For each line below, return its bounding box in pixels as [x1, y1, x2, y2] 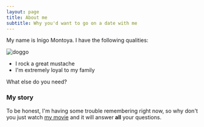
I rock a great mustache [15, 60, 75, 67]
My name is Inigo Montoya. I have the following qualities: [6, 37, 149, 44]
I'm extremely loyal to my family [15, 67, 96, 74]
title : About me [6, 15, 47, 21]
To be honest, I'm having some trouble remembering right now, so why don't [6, 107, 198, 114]
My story [6, 93, 33, 102]
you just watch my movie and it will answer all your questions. [6, 113, 162, 121]
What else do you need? [6, 78, 67, 85]
